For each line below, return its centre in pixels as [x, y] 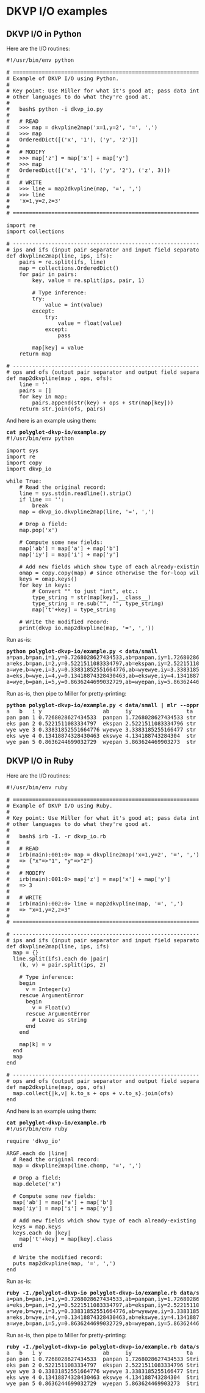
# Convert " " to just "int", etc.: [85, 591]
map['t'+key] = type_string [74, 610]
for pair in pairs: [48, 274]
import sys [23, 451]
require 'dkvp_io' [34, 1141]
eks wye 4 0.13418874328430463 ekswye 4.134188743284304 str [101, 736]
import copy [24, 463]
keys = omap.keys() [48, 579]
